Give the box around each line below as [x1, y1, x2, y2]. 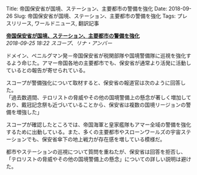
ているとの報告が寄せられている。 [6, 67, 89, 73]
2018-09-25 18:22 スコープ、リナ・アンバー [6, 40, 112, 46]
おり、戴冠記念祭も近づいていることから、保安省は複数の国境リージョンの [6, 102, 186, 108]
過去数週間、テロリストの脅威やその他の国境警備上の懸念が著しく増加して [11, 94, 192, 101]
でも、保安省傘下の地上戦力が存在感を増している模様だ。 [26, 136, 166, 143]
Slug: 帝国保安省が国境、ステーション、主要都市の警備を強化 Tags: [14, 12, 176, 19]
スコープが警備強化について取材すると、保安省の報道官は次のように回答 [6, 79, 181, 86]
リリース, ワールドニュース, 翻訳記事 [11, 20, 99, 26]
